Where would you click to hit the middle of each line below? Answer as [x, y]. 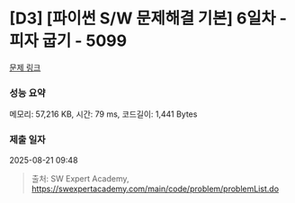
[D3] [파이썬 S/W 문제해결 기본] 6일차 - [148, 18]
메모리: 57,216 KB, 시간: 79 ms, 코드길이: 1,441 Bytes [103, 114]
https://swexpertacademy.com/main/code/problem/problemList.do [155, 189]
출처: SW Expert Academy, [80, 178]
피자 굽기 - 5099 [68, 41]
